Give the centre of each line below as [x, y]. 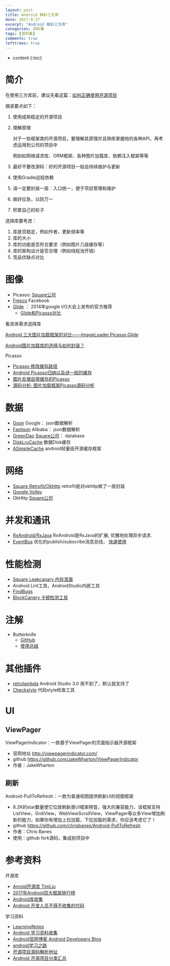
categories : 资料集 [25, 29]
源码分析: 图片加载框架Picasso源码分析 [54, 385]
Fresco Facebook [31, 300]
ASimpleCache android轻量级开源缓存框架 [57, 448]
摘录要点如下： [21, 106]
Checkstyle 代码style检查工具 [44, 690]
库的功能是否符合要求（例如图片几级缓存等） [60, 244]
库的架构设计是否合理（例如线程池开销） [55, 251]
